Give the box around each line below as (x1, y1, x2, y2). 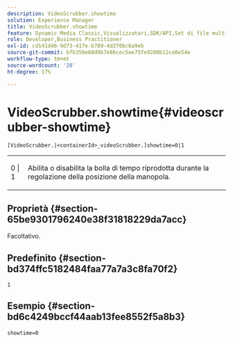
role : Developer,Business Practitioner (7, 36, 123, 43)
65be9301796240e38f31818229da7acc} (7, 213, 187, 225)
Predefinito (7, 252, 57, 264)
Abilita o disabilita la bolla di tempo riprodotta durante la (27, 163, 209, 173)
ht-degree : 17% (7, 68, 51, 75)
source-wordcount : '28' (7, 62, 76, 69)
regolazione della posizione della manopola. (27, 172, 171, 181)
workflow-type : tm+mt (7, 56, 70, 63)
